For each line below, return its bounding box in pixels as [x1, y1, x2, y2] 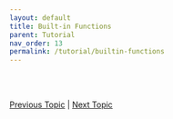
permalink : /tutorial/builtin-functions [9, 47, 166, 56]
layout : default [9, 13, 71, 23]
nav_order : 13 [9, 38, 64, 48]
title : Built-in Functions [9, 22, 112, 31]
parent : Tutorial [9, 30, 76, 39]
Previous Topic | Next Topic [9, 99, 114, 110]
